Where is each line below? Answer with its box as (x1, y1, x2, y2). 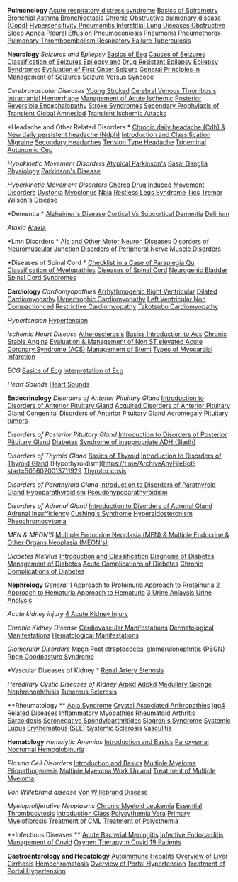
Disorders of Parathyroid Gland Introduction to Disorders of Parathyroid (7, 480, 216, 489)
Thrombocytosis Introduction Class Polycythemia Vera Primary (7, 810, 191, 817)
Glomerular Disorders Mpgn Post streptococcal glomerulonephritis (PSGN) (7, 645, 225, 653)
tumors (7, 416, 28, 425)
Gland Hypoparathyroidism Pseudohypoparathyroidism (7, 488, 168, 496)
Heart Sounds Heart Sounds (7, 380, 90, 388)
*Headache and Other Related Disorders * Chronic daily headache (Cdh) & (7, 123, 226, 131)
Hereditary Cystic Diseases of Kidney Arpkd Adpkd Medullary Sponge (7, 680, 212, 688)
